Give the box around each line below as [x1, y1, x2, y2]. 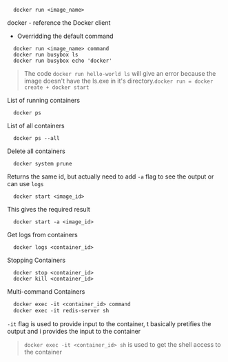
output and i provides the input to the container [7, 327, 141, 335]
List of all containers [7, 121, 65, 130]
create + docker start [23, 84, 90, 91]
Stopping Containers [7, 256, 66, 264]
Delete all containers [7, 147, 65, 155]
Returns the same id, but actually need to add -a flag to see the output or [7, 172, 214, 181]
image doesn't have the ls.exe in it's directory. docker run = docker [23, 77, 214, 85]
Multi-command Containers [7, 288, 85, 296]
